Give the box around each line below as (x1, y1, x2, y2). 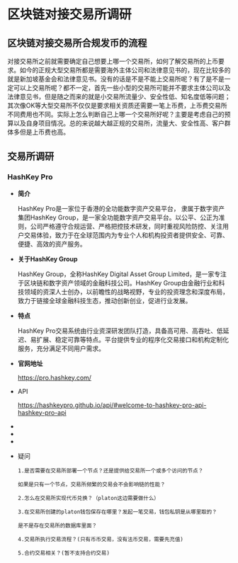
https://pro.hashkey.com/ (17, 373, 92, 382)
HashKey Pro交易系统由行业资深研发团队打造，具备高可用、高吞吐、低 (17, 326, 223, 335)
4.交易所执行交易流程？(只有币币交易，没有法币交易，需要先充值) (17, 535, 184, 542)
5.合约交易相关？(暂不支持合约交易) (17, 550, 110, 557)
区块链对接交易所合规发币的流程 (7, 37, 147, 49)
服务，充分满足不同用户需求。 (17, 344, 105, 353)
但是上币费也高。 (19, 128, 69, 136)
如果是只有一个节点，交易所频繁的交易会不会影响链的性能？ (17, 481, 166, 488)
